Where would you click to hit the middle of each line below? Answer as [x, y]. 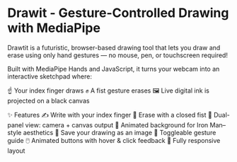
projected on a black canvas [48, 100]
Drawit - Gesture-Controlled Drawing [118, 13]
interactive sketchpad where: [50, 76]
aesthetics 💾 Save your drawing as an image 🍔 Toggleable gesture [120, 132]
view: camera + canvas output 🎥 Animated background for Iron [117, 125]
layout [16, 151]
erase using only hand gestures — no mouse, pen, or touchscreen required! [118, 55]
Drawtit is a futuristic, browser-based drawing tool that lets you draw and [114, 47]
